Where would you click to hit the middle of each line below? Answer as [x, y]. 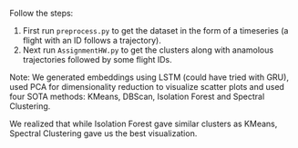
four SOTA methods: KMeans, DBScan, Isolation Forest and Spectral [137, 96]
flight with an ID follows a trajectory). [92, 40]
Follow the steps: [41, 13]
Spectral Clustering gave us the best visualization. [103, 133]
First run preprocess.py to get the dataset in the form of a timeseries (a [155, 30]
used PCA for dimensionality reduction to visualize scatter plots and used [147, 87]
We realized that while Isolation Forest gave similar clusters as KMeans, [144, 123]
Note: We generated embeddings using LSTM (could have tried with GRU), [149, 77]
